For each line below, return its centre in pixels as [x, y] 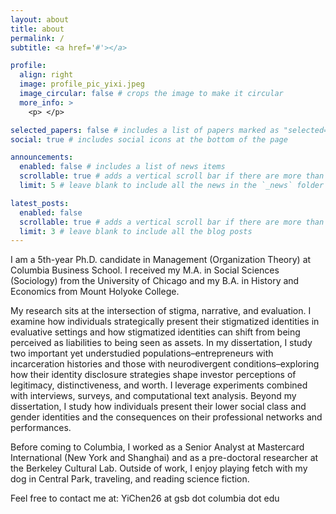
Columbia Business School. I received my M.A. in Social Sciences [145, 270]
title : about [37, 29]
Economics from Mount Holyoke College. [95, 292]
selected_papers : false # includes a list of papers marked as [145, 130]
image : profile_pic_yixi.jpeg [82, 84]
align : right [46, 75]
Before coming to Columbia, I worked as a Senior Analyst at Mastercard [157, 447]
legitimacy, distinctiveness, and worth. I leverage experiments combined [159, 385]
